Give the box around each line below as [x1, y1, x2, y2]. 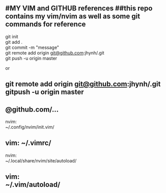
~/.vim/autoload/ [5, 180, 61, 189]
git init [5, 33, 19, 40]
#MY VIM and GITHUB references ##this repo [5, 4, 153, 13]
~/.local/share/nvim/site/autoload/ [5, 157, 77, 163]
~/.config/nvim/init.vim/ [5, 124, 54, 130]
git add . [5, 39, 23, 45]
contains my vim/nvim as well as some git [5, 12, 141, 21]
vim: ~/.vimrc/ [5, 139, 52, 147]
